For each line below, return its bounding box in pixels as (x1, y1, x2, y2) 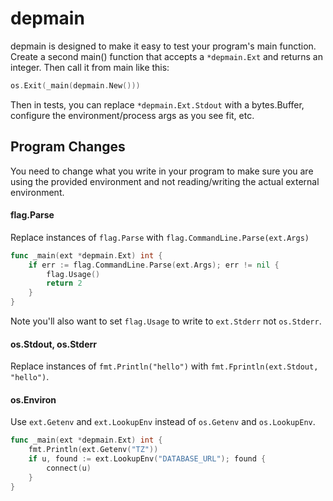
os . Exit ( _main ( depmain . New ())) (10, 80, 141, 91)
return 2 (46, 278, 83, 289)
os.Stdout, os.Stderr (10, 338, 98, 350)
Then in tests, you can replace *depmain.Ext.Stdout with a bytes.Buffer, (10, 98, 305, 111)
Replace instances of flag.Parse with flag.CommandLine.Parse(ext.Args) (10, 231, 310, 243)
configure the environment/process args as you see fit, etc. (10, 109, 255, 121)
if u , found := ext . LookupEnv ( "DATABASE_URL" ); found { (28, 454, 267, 464)
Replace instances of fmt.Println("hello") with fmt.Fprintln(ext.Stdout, (10, 360, 319, 372)
